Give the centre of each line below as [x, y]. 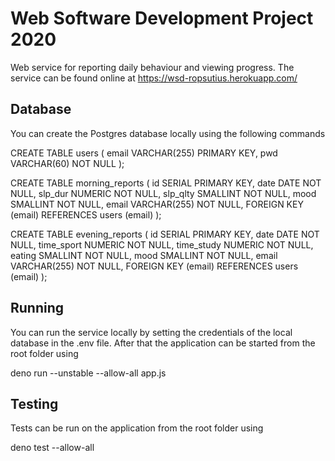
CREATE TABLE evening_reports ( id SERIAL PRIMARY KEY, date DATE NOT [165, 234]
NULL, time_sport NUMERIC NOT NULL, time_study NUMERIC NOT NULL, [162, 244]
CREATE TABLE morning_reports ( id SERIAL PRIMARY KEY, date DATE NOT [166, 183]
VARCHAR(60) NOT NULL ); [67, 163]
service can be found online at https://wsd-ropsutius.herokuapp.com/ [154, 78]
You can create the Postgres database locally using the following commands [168, 133]
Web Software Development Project [162, 18]
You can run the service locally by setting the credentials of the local [151, 332]
